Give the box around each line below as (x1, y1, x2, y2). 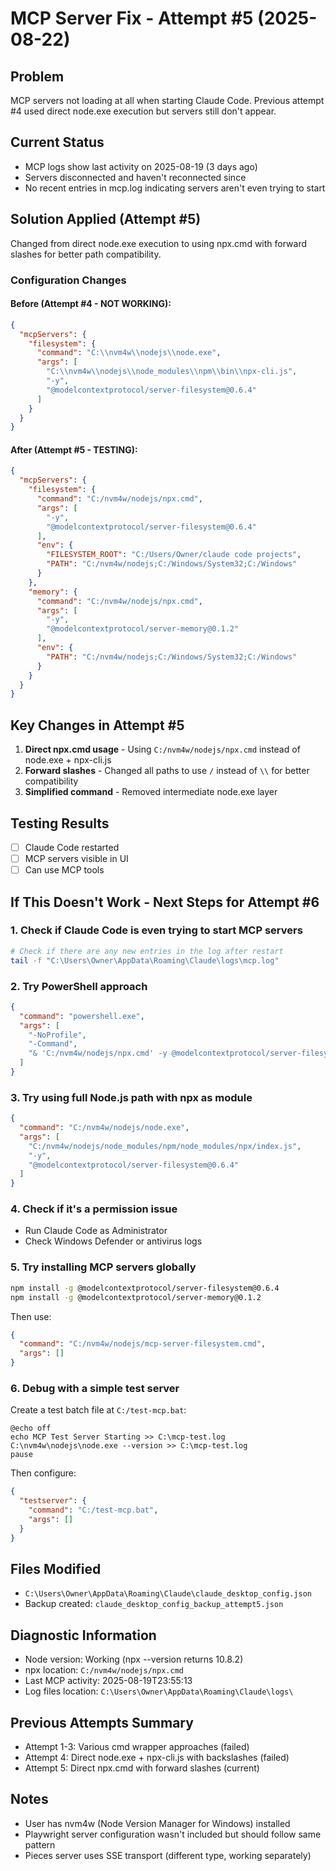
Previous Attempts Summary (10, 1714, 194, 1731)
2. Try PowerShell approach (10, 979, 148, 993)
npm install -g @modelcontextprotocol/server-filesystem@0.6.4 (10, 1283, 280, 1293)
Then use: (10, 1310, 52, 1322)
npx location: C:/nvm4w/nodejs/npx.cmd (24, 1664, 184, 1676)
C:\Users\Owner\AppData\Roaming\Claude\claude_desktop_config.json (24, 1589, 312, 1599)
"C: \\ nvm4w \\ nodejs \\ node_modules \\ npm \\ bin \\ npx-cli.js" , (46, 367, 298, 377)
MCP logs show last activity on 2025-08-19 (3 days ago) (24, 160, 258, 172)
